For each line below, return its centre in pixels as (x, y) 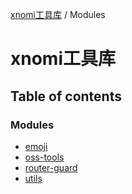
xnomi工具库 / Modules (58, 14)
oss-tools (44, 157)
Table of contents (66, 96)
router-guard (51, 167)
